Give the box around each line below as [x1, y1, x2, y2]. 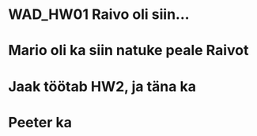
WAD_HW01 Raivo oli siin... [8, 6, 190, 24]
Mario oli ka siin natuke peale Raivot [8, 42, 249, 60]
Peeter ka [8, 113, 73, 131]
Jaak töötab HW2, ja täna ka [8, 77, 196, 95]
